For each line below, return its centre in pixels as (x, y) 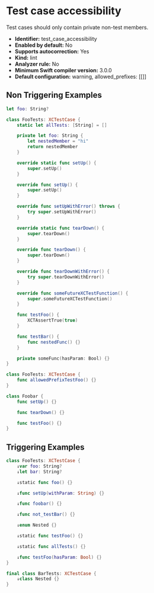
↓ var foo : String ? (39, 466)
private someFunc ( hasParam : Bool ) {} (63, 358)
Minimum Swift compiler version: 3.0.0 (63, 70)
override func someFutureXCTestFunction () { (73, 293)
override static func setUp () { (57, 163)
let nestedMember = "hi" (58, 141)
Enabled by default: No (44, 45)
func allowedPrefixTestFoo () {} (57, 380)
